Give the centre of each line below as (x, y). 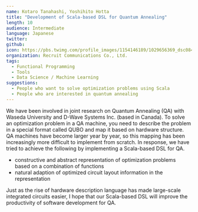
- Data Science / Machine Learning (55, 77)
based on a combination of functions (59, 166)
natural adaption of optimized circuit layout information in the (89, 172)
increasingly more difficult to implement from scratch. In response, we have (98, 142)
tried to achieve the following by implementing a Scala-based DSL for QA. (95, 148)
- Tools (21, 72)
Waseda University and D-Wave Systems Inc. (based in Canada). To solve (96, 117)
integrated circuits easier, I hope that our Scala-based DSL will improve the (97, 196)
